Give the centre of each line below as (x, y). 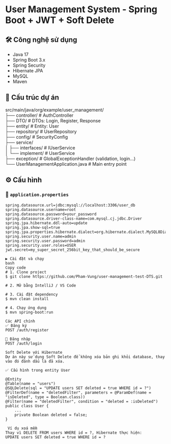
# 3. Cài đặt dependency (32, 294)
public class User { (27, 406)
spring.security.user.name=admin (41, 236)
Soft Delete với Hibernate (34, 352)
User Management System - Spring (81, 9)
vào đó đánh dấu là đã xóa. (35, 361)
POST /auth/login (24, 343)
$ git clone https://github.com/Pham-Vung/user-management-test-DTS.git (84, 276)
